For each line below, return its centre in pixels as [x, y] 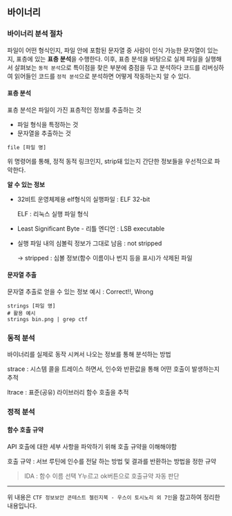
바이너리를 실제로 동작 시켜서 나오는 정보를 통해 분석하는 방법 [89, 354]
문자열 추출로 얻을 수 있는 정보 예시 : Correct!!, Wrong [80, 292]
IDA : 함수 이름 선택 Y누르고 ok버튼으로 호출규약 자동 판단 [101, 476]
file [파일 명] [27, 147]
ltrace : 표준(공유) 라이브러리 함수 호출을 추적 [68, 392]
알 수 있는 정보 [26, 184]
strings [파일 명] [31, 306]
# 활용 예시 [21, 314]
